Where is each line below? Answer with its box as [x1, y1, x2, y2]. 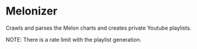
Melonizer [5, 4, 58, 18]
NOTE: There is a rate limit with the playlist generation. [5, 36, 142, 43]
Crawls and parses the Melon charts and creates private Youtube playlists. [5, 24, 192, 31]
